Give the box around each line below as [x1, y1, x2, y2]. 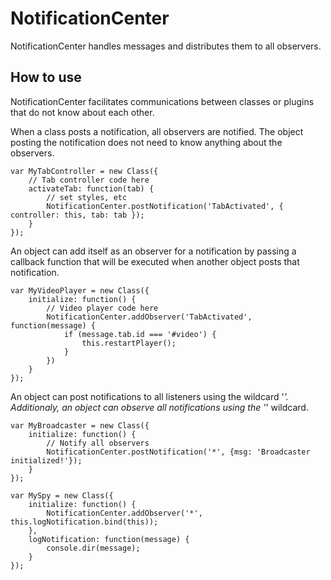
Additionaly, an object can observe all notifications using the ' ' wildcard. [10, 401, 309, 413]
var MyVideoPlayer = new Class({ [10, 285, 150, 296]
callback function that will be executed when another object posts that [10, 255, 300, 267]
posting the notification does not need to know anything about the [10, 136, 283, 148]
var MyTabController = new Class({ [10, 166, 159, 176]
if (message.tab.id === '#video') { [63, 329, 217, 339]
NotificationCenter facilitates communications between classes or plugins [10, 95, 315, 107]
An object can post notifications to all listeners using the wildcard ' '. [10, 390, 289, 402]
